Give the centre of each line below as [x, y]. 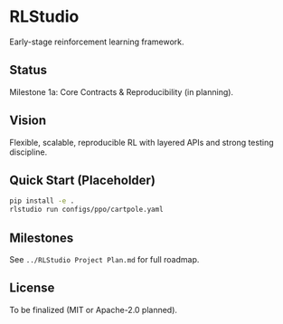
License [32, 288]
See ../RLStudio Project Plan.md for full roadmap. [104, 259]
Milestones [42, 238]
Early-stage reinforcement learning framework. [97, 42]
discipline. [28, 152]
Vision [28, 121]
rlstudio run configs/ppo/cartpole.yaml [87, 210]
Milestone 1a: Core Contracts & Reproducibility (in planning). [121, 91]
